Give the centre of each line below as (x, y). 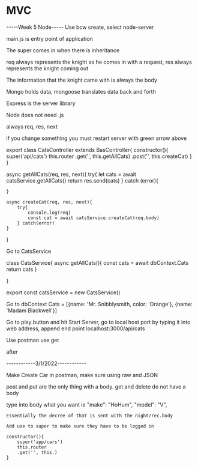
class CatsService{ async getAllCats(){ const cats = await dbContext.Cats (97, 262)
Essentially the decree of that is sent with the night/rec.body (89, 416)
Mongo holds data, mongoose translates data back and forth (81, 91)
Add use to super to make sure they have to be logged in (80, 426)
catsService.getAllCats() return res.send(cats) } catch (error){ (82, 180)
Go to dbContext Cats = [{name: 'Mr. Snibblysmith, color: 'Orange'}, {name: (100, 304)
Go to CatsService (29, 251)
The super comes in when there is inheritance (63, 50)
